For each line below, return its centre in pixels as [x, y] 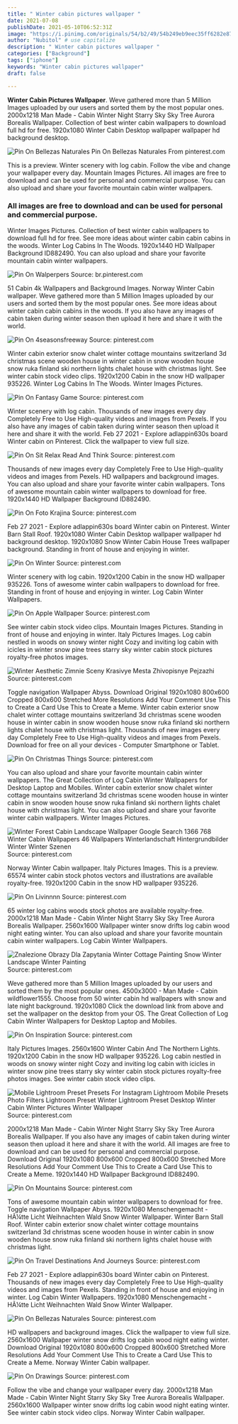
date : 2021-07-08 [33, 21]
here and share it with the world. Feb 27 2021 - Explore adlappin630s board [118, 433]
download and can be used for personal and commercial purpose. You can [116, 180]
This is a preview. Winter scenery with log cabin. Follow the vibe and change [119, 165]
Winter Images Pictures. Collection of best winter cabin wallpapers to [108, 230]
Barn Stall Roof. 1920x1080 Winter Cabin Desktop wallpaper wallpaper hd [114, 534]
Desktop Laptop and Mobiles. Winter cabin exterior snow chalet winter [110, 787]
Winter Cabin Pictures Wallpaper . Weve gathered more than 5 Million [109, 99]
